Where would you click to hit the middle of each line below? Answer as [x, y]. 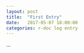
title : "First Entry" [34, 17]
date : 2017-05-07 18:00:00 [42, 22]
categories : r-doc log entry [42, 28]
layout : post [22, 11]
